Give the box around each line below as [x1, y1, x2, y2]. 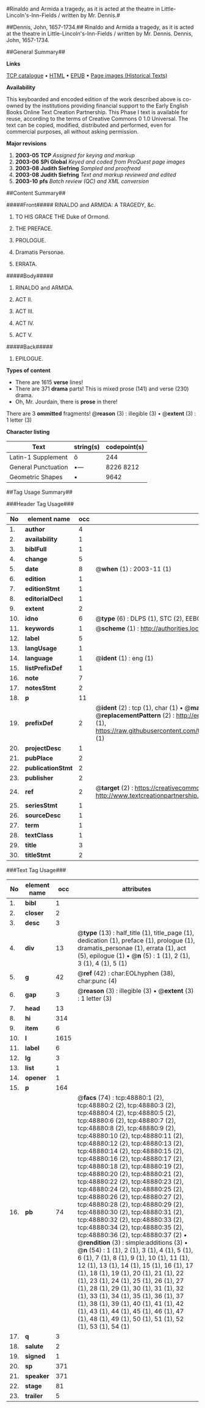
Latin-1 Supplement [9, 453, 68, 461]
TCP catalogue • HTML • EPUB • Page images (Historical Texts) [6, 72, 168, 79]
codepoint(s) [106, 442, 145, 451]
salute [25, 1342, 44, 1351]
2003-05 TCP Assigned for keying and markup [15, 152, 135, 159]
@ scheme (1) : [95, 624, 139, 632]
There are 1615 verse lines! [15, 378, 84, 386]
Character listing [6, 428, 50, 435]
